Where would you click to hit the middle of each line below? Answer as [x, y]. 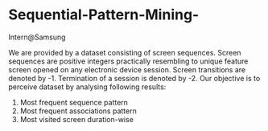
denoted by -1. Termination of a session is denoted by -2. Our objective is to [134, 78]
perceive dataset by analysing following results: [87, 87]
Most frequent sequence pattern [74, 102]
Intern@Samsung [37, 37]
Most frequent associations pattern [78, 111]
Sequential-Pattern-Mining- [104, 15]
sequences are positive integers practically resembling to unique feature [128, 61]
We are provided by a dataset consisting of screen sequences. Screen [125, 52]
